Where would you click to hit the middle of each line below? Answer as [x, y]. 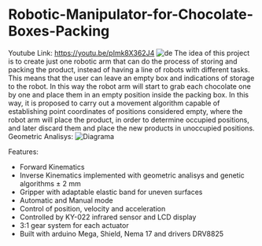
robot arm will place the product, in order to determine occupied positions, [129, 119]
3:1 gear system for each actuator [74, 225]
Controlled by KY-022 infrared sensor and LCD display [108, 217]
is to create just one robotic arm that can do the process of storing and [123, 61]
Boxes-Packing [59, 31]
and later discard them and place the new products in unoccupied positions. [131, 128]
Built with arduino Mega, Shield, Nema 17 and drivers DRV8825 [122, 233]
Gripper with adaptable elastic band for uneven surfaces [111, 192]
